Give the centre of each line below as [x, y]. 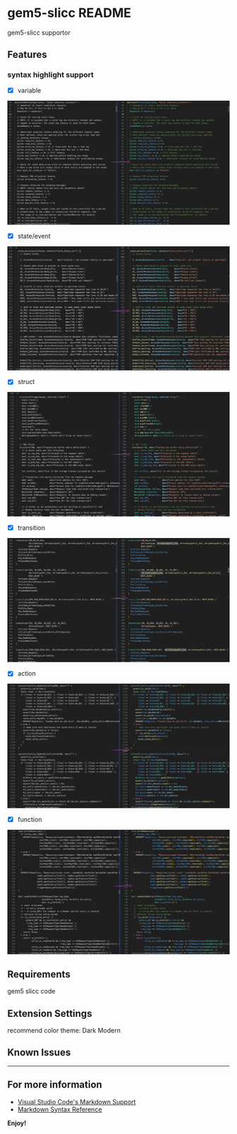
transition [31, 528]
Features [27, 55]
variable [29, 90]
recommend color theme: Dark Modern [64, 1031]
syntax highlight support [50, 75]
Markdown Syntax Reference [60, 1109]
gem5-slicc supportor [39, 32]
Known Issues [39, 1052]
